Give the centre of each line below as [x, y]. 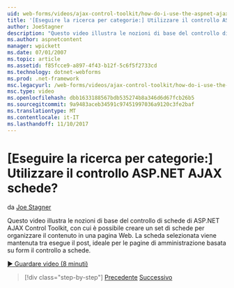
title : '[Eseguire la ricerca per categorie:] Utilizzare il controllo [113, 20]
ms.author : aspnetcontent [45, 40]
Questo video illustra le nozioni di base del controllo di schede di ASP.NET [114, 221]
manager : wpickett [34, 46]
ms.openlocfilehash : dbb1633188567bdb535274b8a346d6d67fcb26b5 [101, 98]
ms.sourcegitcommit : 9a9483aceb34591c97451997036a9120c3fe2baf [101, 105]
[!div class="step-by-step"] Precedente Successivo [98, 278]
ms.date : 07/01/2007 [37, 53]
